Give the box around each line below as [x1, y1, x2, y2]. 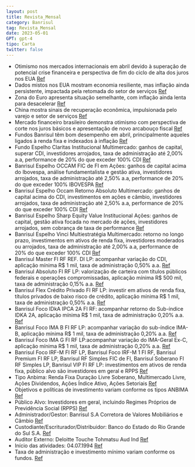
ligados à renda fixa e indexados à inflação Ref [14, 137, 128, 144]
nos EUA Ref [14, 75, 46, 82]
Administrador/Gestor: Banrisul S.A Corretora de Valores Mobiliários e [14, 411, 183, 418]
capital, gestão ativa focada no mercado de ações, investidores [14, 218, 168, 225]
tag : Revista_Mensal [6, 25, 57, 31]
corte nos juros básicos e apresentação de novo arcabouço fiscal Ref [14, 125, 183, 132]
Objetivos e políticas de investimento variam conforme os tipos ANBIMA [14, 386, 189, 393]
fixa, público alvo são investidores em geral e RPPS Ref [14, 367, 148, 375]
